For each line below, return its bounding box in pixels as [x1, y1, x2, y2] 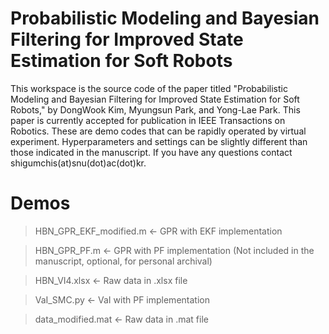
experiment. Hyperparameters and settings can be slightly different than [10, 135, 308, 147]
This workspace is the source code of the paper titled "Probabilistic [10, 82, 288, 94]
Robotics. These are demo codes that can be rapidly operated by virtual [10, 125, 307, 137]
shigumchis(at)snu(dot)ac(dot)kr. [10, 157, 147, 169]
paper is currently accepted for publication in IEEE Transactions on [10, 114, 286, 126]
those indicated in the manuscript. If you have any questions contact [10, 146, 293, 158]
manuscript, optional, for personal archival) [34, 255, 213, 267]
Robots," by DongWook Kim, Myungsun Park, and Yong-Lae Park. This [10, 103, 301, 116]
